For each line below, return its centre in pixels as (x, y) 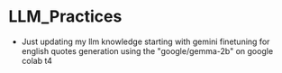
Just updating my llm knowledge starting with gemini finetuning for (146, 41)
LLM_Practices (65, 17)
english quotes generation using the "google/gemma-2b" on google (147, 50)
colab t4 (37, 60)
